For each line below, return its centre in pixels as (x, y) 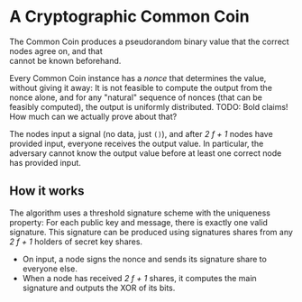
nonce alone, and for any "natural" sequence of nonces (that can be (136, 97)
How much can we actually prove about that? (93, 116)
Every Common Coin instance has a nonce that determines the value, (138, 78)
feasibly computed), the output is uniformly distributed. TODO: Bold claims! (149, 106)
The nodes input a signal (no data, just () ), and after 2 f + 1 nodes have (141, 133)
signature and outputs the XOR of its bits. (99, 288)
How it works (47, 191)
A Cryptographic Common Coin (129, 17)
